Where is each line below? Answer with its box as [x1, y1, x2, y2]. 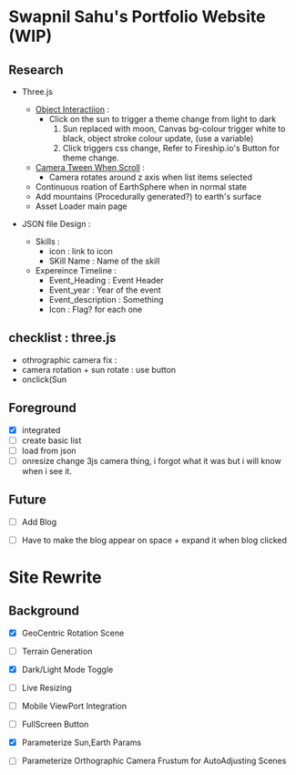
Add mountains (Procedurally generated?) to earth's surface [35, 191, 261, 201]
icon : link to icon [48, 246, 113, 256]
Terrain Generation [21, 646, 93, 656]
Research [8, 62, 65, 77]
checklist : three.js [8, 330, 117, 346]
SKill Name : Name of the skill [48, 255, 160, 266]
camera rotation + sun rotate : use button [21, 364, 177, 375]
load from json [21, 445, 77, 456]
